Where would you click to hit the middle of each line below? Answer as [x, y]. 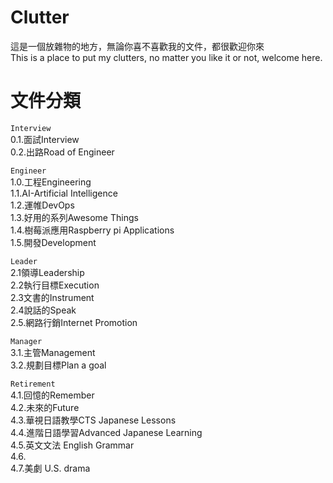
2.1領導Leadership [47, 272]
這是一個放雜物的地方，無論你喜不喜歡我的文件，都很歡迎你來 [137, 46]
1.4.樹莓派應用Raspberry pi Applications [92, 230]
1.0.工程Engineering [51, 182]
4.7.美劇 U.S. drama [50, 468]
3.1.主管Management [53, 352]
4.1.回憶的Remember [52, 395]
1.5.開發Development [53, 242]
